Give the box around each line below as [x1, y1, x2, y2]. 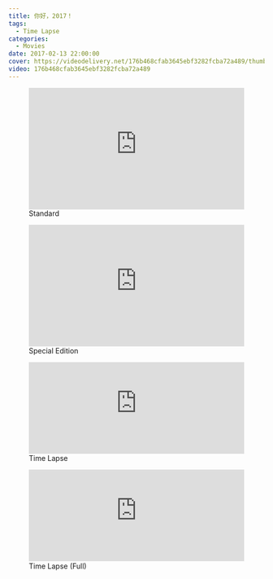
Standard [28, 208, 59, 218]
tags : [8, 20, 27, 28]
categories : [8, 34, 49, 43]
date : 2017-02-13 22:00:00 [8, 50, 100, 58]
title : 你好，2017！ [8, 11, 73, 20]
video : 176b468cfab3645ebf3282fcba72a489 [8, 65, 151, 73]
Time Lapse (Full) [28, 561, 87, 571]
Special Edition [28, 345, 79, 355]
